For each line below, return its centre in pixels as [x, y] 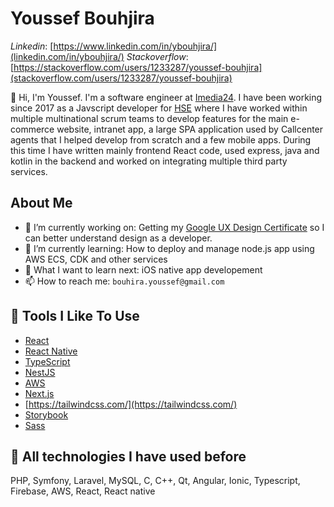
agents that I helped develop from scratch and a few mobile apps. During [161, 139]
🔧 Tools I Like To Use [75, 316]
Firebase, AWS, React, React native [83, 491]
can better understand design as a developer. [118, 238]
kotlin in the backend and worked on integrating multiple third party [149, 161]
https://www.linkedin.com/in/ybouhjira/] [135, 46]
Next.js [39, 393]
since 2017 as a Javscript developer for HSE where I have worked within [159, 108]
